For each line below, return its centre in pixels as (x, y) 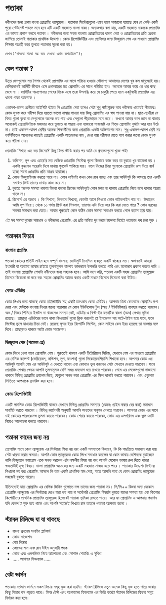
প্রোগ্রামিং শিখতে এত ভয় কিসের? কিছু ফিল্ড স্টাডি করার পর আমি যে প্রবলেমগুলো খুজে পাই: (67, 150)
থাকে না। (19, 194)
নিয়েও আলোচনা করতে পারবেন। (28, 421)
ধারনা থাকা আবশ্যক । (21, 97)
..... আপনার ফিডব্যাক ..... (31, 559)
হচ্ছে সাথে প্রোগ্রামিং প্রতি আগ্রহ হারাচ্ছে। (40, 171)
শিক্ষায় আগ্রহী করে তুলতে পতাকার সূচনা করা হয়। (39, 44)
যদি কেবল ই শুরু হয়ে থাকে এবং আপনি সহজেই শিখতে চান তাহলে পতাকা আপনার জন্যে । (67, 503)
